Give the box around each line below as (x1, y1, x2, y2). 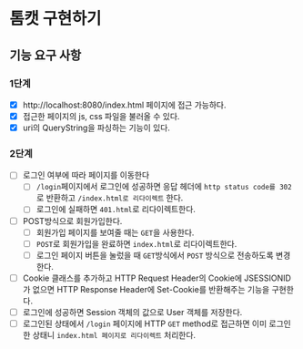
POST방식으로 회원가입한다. (22, 215, 123, 226)
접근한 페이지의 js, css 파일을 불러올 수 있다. (22, 110, 180, 121)
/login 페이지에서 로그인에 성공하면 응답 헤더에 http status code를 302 (35, 181, 293, 192)
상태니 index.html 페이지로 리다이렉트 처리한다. (32, 329, 197, 340)
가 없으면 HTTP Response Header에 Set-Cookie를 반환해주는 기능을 (22, 283, 270, 294)
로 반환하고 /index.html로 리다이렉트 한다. (35, 192, 184, 203)
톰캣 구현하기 (9, 8, 102, 29)
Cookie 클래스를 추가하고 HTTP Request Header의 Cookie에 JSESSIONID (22, 272, 291, 283)
